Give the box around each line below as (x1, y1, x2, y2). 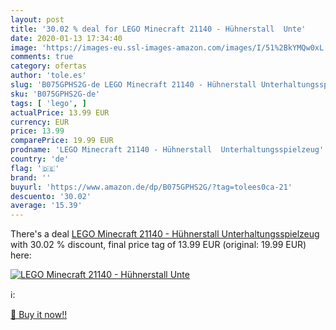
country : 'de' (10, 154, 70, 164)
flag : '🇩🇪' (10, 163, 60, 173)
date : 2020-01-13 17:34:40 (10, 33, 123, 43)
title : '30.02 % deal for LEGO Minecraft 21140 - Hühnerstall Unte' (10, 24, 307, 34)
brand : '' (10, 172, 52, 183)
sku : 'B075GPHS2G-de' (10, 89, 101, 99)
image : (10, 42, 38, 53)
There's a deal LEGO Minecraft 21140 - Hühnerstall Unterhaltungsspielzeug (10, 228, 320, 240)
